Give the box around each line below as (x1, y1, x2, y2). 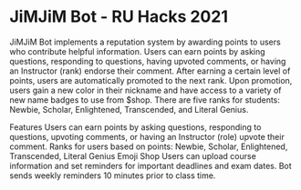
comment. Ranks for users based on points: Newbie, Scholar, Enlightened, (9, 141, 288, 152)
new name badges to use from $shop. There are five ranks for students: (9, 94, 281, 105)
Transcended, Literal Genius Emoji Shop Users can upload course (9, 150, 257, 161)
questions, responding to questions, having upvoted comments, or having (9, 55, 286, 66)
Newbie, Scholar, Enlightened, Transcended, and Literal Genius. (9, 104, 249, 115)
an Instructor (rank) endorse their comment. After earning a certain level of (9, 65, 291, 76)
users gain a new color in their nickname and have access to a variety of (9, 85, 282, 95)
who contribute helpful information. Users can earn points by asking (9, 45, 266, 56)
